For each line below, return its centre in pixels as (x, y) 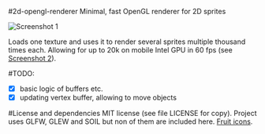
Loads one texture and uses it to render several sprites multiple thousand (127, 42)
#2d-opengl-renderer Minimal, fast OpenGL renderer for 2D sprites (117, 11)
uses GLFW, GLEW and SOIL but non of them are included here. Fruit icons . (131, 121)
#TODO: (22, 73)
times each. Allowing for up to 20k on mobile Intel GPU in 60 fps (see (120, 50)
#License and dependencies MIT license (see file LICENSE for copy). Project (132, 114)
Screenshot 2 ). (32, 58)
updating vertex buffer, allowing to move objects (98, 98)
